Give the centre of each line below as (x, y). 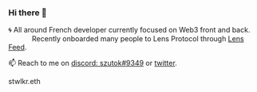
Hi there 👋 (28, 13)
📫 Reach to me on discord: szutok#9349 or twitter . (93, 63)
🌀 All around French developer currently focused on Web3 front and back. (129, 30)
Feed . (18, 48)
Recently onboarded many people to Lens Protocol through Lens (138, 39)
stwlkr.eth (25, 82)
